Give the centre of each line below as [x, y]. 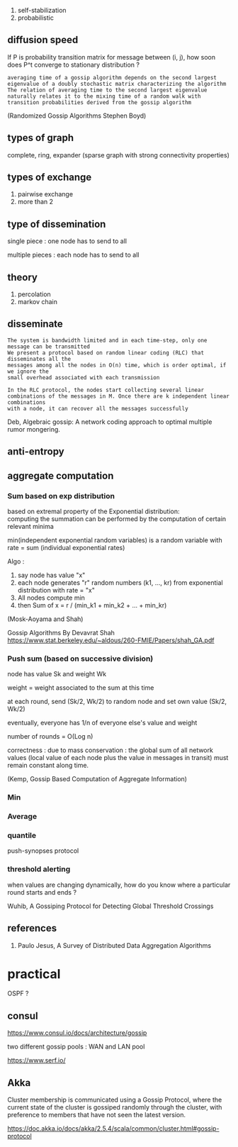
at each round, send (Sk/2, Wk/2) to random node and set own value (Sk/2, [117, 702]
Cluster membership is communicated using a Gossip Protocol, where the [115, 1100]
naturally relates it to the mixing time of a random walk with [104, 96]
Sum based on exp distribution [61, 496]
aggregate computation [61, 475]
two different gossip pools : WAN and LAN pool [76, 1047]
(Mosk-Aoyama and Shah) [45, 619]
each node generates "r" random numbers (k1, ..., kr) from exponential [120, 582]
